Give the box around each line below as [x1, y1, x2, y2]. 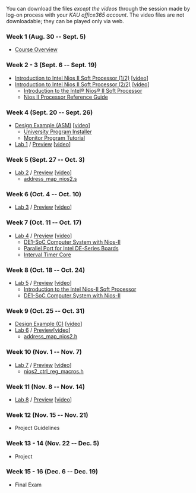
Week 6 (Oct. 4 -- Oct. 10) [6, 190, 82, 199]
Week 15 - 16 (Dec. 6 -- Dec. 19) [6, 467, 98, 476]
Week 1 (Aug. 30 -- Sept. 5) [6, 32, 86, 40]
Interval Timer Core [23, 251, 71, 258]
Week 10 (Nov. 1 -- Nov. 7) [6, 348, 82, 356]
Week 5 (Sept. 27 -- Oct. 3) [6, 155, 85, 164]
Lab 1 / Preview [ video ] [14, 140, 71, 147]
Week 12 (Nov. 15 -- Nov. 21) [6, 410, 88, 419]
